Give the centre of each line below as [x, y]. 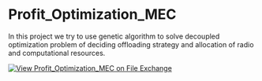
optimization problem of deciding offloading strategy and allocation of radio [131, 44]
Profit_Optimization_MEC [92, 15]
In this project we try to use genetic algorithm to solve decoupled [114, 36]
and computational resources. [57, 53]
